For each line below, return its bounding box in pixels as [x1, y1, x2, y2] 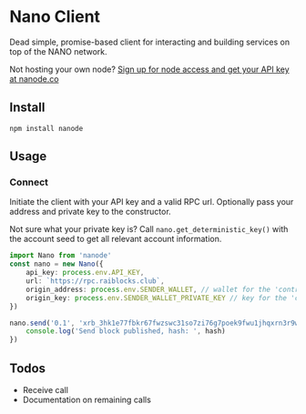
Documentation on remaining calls [22, 394, 152, 405]
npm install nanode [9, 124, 84, 133]
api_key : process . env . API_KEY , [25, 268, 145, 278]
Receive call [22, 385, 68, 395]
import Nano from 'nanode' [9, 251, 112, 260]
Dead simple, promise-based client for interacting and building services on [9, 36, 290, 47]
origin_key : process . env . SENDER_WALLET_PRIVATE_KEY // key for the [25, 293, 287, 302]
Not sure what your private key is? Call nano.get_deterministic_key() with [9, 224, 289, 235]
